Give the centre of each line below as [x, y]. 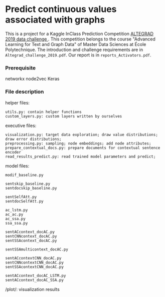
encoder [13, 152]
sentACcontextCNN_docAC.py [33, 258]
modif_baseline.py [24, 175]
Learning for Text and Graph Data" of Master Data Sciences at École [76, 44]
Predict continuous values [61, 9]
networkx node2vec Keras [32, 79]
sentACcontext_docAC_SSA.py [35, 280]
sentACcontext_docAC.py [30, 232]
